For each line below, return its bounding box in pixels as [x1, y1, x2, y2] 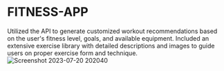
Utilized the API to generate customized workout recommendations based [7, 27, 218, 35]
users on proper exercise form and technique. [7, 49, 138, 57]
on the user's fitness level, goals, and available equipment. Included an [7, 34, 209, 42]
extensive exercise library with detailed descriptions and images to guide [7, 41, 215, 50]
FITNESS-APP [7, 4, 88, 20]
